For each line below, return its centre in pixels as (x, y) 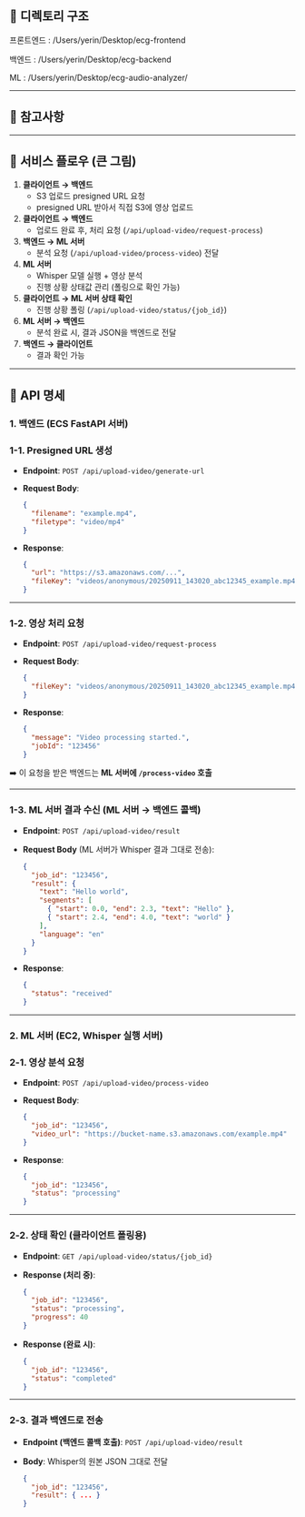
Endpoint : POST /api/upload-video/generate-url (113, 470)
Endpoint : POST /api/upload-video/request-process (119, 643)
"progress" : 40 (60, 1318)
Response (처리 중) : (59, 1274)
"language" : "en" (72, 934)
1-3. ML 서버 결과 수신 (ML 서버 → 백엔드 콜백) (105, 810)
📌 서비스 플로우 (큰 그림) (73, 162)
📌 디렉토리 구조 (49, 16)
